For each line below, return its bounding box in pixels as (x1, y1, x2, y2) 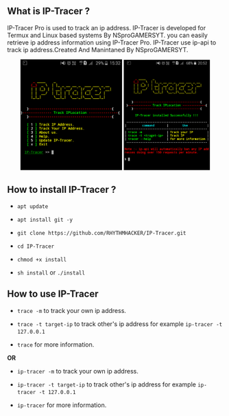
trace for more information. (16, 340, 95, 349)
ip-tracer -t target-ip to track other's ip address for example (16, 380, 197, 389)
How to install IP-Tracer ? (7, 183, 117, 195)
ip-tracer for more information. (16, 401, 107, 409)
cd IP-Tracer (16, 243, 55, 250)
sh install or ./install (16, 268, 86, 277)
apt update (16, 203, 49, 210)
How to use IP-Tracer (7, 288, 99, 300)
